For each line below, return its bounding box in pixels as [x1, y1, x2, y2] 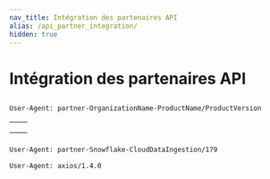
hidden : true [9, 30, 58, 38]
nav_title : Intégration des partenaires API [9, 13, 178, 22]
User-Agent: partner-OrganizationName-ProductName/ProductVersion [9, 104, 262, 113]
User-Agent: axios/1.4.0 [9, 161, 102, 170]
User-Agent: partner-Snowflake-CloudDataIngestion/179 [9, 145, 218, 154]
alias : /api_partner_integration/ [9, 21, 139, 30]
